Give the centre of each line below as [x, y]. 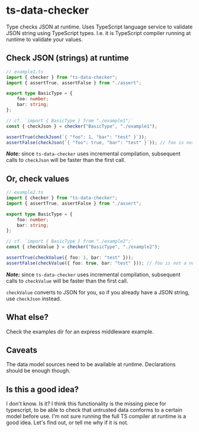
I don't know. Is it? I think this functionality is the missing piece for [86, 404]
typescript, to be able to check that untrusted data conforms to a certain [94, 410]
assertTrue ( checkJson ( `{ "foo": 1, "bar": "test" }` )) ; [76, 137]
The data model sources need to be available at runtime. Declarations [91, 364]
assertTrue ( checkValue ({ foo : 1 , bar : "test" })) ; [70, 258]
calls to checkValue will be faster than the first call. [67, 281]
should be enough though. [38, 371]
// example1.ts [25, 72]
